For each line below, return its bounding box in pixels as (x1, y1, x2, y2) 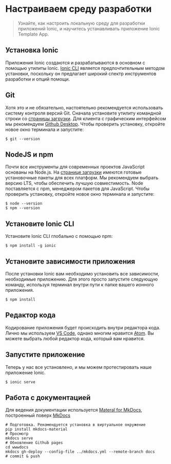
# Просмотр (5, 431, 29, 437)
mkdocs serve (5, 436, 33, 441)
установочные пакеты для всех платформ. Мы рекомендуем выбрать (5, 175, 159, 181)
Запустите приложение (5, 350, 85, 359)
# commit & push (5, 454, 40, 459)
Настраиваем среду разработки (5, 3, 152, 15)
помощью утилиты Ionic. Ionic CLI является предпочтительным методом (5, 65, 165, 71)
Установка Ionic (5, 46, 59, 54)
